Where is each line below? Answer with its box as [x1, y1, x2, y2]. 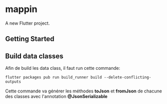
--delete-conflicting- [103, 75, 151, 80]
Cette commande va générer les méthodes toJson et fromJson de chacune [5, 88, 162, 94]
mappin [5, 4, 38, 15]
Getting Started [5, 35, 55, 43]
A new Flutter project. [5, 20, 50, 26]
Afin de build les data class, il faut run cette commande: [5, 65, 120, 71]
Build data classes [5, 52, 64, 60]
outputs [5, 79, 22, 84]
